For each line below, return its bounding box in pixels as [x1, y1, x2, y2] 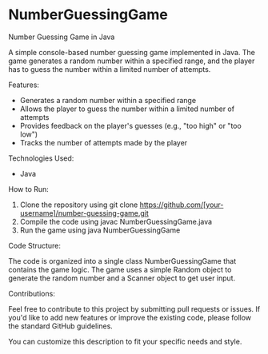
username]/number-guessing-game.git [19, 208, 150, 217]
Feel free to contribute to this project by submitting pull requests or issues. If [8, 304, 261, 313]
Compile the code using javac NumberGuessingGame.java [19, 217, 213, 226]
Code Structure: [8, 241, 62, 250]
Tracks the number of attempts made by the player [19, 137, 188, 147]
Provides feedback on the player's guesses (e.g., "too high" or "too [19, 121, 242, 130]
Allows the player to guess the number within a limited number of [19, 104, 234, 113]
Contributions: [8, 288, 56, 298]
